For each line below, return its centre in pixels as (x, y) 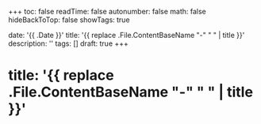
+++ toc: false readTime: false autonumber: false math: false (107, 11)
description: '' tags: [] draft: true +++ (69, 43)
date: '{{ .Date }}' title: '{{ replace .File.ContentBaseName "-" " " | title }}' (127, 35)
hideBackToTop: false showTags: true (69, 20)
